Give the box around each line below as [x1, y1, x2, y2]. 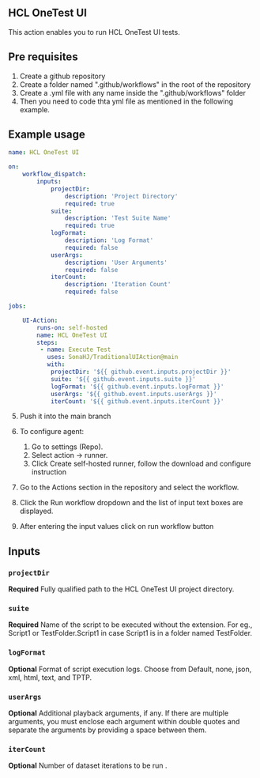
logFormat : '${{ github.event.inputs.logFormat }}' [50, 383, 224, 391]
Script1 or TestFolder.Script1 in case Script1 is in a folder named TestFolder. [8, 629, 253, 638]
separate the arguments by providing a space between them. [8, 725, 207, 735]
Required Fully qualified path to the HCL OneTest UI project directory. [8, 584, 235, 594]
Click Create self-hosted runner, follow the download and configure [31, 459, 251, 469]
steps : [36, 338, 58, 346]
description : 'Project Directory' [64, 192, 179, 200]
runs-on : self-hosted [36, 323, 108, 331]
